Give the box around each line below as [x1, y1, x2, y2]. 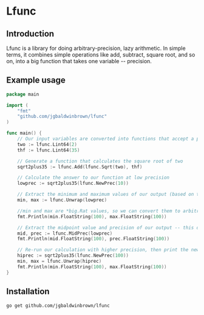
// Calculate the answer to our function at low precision [17, 175, 170, 181]
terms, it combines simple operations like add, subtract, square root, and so [6, 51, 195, 58]
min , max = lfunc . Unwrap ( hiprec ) [17, 258, 102, 265]
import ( [6, 102, 29, 108]
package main [6, 91, 39, 97]
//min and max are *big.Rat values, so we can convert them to [17, 208, 181, 214]
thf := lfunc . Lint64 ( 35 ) [17, 147, 80, 153]
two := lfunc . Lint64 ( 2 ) [17, 141, 78, 147]
